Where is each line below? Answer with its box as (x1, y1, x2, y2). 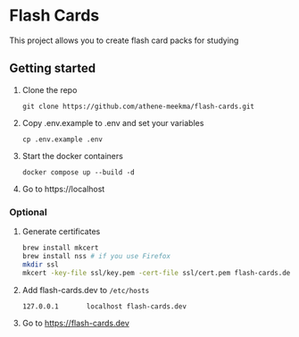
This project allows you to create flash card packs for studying (9, 35, 239, 46)
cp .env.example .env (21, 135, 103, 144)
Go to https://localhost (21, 183, 105, 194)
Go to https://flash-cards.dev (21, 317, 129, 328)
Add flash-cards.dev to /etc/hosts (21, 284, 150, 295)
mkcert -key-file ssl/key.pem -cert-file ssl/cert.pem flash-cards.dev (21, 268, 295, 277)
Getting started (9, 61, 96, 76)
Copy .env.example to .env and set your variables (21, 117, 204, 128)
